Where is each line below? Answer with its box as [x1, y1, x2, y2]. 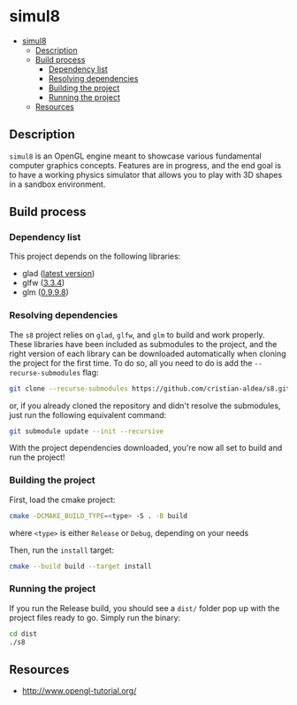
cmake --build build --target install [9, 562, 152, 570]
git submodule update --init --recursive [9, 427, 164, 436]
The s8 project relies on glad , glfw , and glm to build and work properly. [9, 329, 265, 340]
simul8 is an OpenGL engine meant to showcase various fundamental [9, 151, 263, 161]
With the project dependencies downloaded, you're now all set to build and [9, 443, 283, 453]
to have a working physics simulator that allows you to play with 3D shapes [9, 169, 283, 180]
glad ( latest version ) [21, 268, 95, 279]
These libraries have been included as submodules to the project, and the [9, 338, 278, 349]
